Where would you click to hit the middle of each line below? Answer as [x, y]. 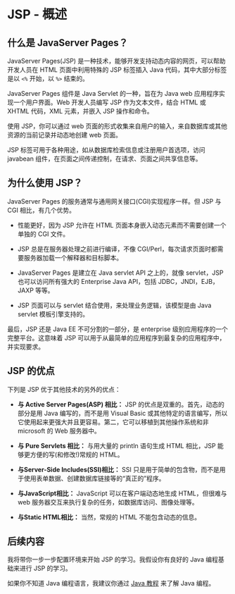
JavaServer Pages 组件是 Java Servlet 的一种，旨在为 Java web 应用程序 [113, 93]
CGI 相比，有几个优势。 [42, 210]
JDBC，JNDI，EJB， [189, 281]
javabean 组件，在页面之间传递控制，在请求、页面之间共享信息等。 [104, 159]
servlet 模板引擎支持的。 [53, 314]
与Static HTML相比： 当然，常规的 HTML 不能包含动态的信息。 [109, 517]
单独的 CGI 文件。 [43, 234]
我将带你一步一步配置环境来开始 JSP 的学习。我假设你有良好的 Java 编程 [113, 559]
